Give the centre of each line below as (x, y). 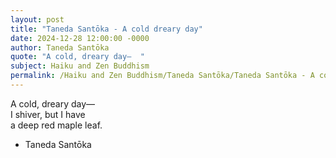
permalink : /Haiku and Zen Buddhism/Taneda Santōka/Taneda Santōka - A (162, 76)
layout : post (37, 19)
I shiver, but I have (48, 114)
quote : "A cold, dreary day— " (77, 57)
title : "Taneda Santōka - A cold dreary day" (106, 29)
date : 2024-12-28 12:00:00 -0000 (80, 38)
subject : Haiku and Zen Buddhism (80, 66)
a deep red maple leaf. (56, 125)
